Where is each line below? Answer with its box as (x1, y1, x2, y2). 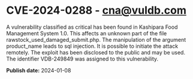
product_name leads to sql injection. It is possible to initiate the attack (6, 42, 179, 50)
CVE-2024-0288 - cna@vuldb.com (6, 4, 187, 17)
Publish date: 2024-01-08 (6, 66, 71, 74)
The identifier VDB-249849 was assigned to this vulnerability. (6, 55, 159, 62)
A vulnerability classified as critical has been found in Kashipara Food (6, 23, 178, 31)
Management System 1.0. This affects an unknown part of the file (6, 29, 167, 37)
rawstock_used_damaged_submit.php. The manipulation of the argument (6, 36, 186, 43)
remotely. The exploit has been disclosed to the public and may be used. (6, 48, 186, 56)
